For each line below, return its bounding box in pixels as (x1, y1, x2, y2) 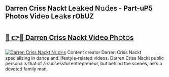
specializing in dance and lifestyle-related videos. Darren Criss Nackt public (5, 55, 164, 61)
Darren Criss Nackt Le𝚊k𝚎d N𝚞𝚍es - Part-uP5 (5, 4, 153, 13)
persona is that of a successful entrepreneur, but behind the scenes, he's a (5, 61, 162, 66)
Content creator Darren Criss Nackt (67, 49, 142, 55)
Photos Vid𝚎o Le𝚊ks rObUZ (5, 12, 94, 21)
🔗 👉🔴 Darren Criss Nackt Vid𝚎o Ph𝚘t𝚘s (5, 33, 134, 42)
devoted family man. (5, 66, 48, 72)
